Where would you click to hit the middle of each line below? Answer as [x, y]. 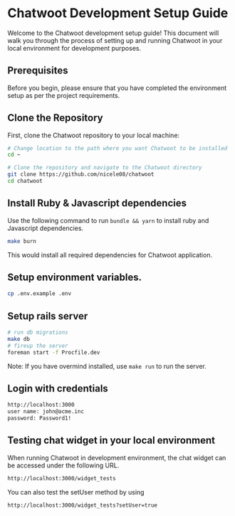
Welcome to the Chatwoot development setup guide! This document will [113, 33]
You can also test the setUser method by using [76, 492]
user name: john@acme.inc [46, 412]
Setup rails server [48, 316]
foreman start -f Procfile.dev [54, 352]
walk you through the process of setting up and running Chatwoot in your [115, 40]
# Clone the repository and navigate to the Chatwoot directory [105, 168]
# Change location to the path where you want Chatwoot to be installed [117, 148]
